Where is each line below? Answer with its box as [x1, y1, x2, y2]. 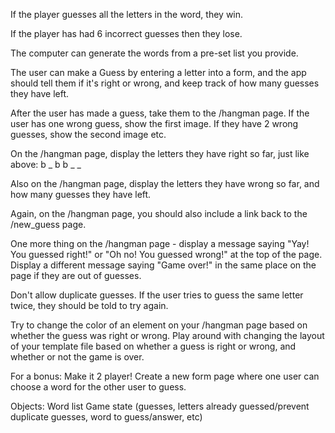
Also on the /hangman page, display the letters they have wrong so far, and [10, 178, 320, 189]
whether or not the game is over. [10, 351, 145, 363]
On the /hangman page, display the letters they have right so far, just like [10, 148, 310, 159]
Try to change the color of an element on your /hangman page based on [10, 319, 308, 331]
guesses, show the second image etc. [10, 129, 167, 140]
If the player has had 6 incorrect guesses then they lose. [10, 28, 243, 39]
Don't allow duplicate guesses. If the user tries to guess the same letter [10, 289, 304, 301]
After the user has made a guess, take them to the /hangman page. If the [10, 107, 310, 119]
